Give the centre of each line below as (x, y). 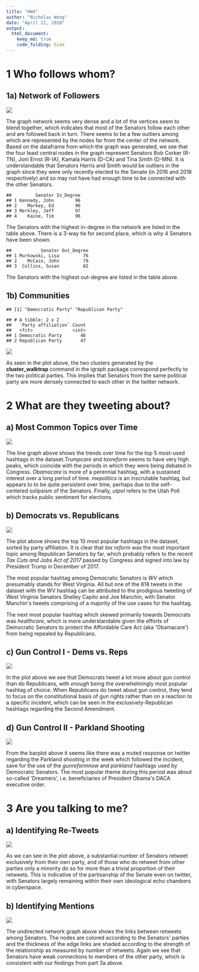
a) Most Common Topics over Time (72, 428)
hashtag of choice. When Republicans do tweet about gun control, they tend (99, 690)
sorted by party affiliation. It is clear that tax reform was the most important (98, 547)
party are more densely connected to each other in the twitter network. (93, 382)
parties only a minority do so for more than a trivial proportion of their (91, 868)
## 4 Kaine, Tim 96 (44, 216)
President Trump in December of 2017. (53, 566)
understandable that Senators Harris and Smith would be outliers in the (93, 165)
